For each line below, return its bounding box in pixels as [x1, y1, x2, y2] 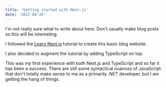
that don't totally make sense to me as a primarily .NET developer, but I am [5, 70, 159, 76]
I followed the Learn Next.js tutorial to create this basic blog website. [5, 40, 147, 46]
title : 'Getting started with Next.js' [5, 7, 89, 12]
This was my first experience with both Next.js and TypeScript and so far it [5, 60, 159, 66]
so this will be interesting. [5, 31, 58, 37]
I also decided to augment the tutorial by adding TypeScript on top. [5, 50, 144, 56]
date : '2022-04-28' [5, 12, 46, 17]
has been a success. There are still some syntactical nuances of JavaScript [5, 65, 161, 71]
